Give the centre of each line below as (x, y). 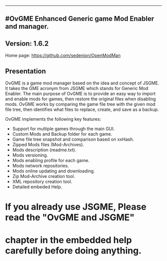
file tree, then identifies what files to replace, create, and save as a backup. (82, 109)
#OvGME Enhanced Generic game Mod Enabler (80, 19)
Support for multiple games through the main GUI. (64, 129)
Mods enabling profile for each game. (51, 161)
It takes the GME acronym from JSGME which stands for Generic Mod (77, 88)
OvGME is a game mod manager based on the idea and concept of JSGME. (82, 83)
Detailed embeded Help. (37, 187)
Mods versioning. (30, 155)
